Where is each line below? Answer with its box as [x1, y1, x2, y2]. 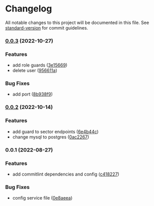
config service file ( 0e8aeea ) [12, 195, 73, 201]
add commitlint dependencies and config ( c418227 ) [12, 171, 119, 177]
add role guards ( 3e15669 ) [12, 62, 68, 68]
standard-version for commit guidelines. [5, 24, 88, 30]
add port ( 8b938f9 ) [12, 91, 53, 97]
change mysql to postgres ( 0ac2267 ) [12, 133, 89, 140]
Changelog [5, 3, 52, 14]
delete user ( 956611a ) [12, 67, 58, 73]
